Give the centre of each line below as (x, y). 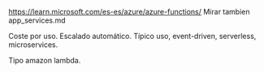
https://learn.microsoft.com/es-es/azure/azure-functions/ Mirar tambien (129, 12)
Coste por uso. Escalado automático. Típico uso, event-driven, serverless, (132, 36)
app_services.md (37, 20)
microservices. (33, 45)
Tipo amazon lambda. (45, 60)
